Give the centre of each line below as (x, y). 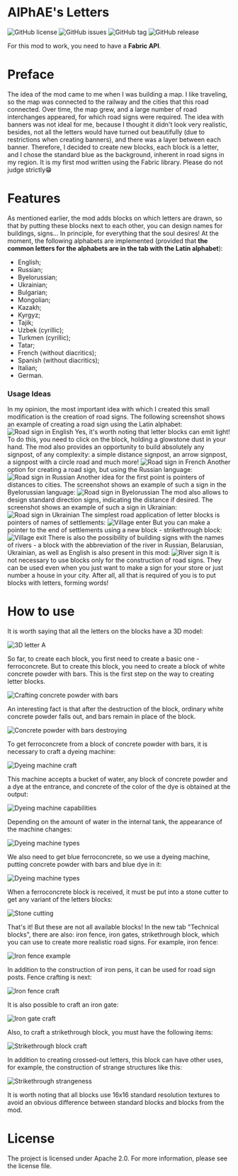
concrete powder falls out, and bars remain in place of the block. (102, 717)
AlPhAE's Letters (58, 12)
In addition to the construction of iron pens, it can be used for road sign (112, 970)
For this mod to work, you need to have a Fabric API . (84, 45)
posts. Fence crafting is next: (50, 977)
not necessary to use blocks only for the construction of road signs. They (114, 560)
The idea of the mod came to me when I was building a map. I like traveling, (118, 94)
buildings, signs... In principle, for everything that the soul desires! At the (113, 233)
